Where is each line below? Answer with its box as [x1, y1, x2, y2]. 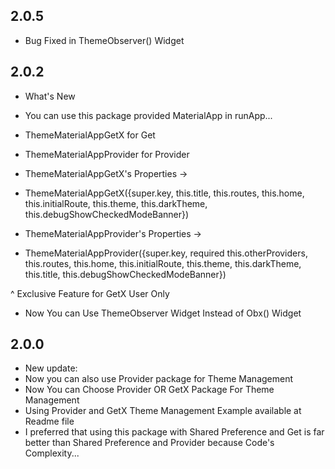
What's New [24, 90, 76, 102]
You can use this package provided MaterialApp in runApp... [24, 109, 273, 121]
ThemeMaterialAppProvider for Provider [24, 148, 190, 160]
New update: [24, 362, 78, 374]
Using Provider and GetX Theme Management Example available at [24, 405, 302, 417]
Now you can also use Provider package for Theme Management [24, 373, 294, 385]
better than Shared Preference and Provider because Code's [24, 437, 275, 449]
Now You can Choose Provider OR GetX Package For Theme [24, 384, 275, 396]
